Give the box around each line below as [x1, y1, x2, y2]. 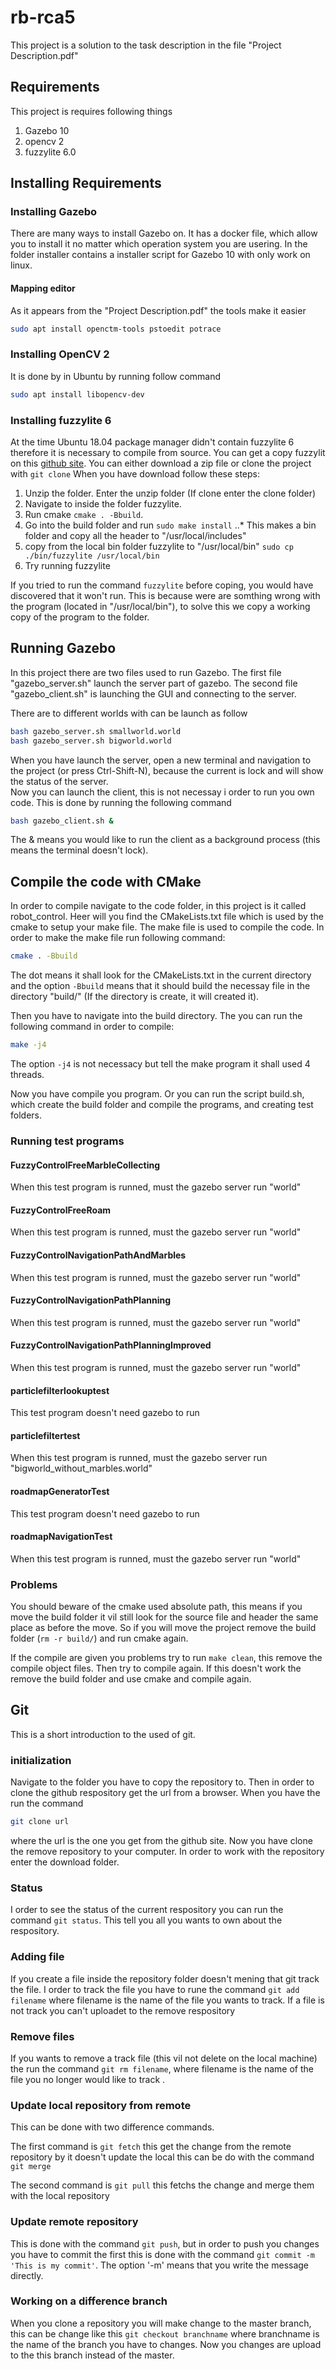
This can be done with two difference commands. [10, 2121, 215, 2133]
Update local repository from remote [10, 2098, 192, 2112]
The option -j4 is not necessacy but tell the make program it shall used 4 [10, 1057, 311, 1070]
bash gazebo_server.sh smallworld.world [10, 726, 182, 736]
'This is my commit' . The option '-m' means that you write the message [10, 2259, 310, 2271]
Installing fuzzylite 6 [10, 413, 112, 427]
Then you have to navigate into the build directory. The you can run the [10, 1010, 303, 1022]
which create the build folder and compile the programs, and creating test [10, 1098, 314, 1110]
